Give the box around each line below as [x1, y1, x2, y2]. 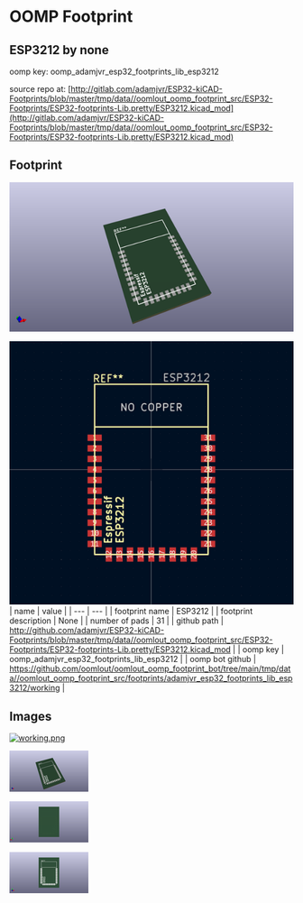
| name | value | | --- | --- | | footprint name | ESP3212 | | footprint [9, 606, 253, 617]
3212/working [9, 683, 60, 694]
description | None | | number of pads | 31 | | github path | [9, 615, 224, 626]
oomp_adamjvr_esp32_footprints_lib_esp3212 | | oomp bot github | [9, 654, 257, 665]
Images [9, 708, 52, 723]
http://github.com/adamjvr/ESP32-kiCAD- [9, 625, 165, 636]
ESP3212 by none [9, 42, 110, 58]
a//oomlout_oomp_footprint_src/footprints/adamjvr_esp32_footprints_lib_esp [9, 673, 293, 684]
